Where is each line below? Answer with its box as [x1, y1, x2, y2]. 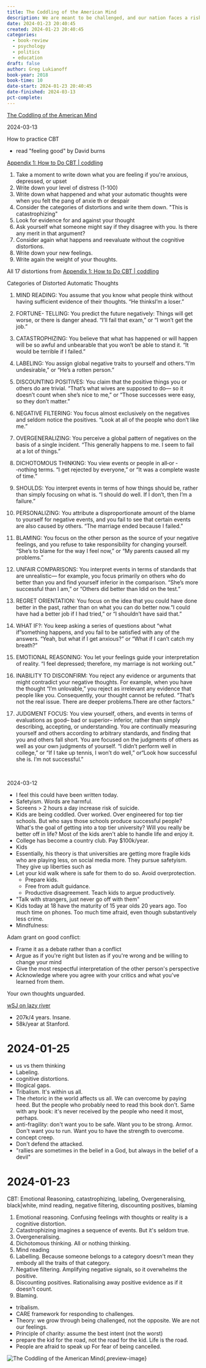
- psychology [12, 44, 46, 50]
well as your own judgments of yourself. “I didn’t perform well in [15, 742, 177, 749]
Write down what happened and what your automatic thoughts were [15, 190, 188, 198]
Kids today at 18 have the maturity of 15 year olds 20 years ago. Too [15, 902, 187, 909]
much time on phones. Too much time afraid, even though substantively [15, 908, 197, 916]
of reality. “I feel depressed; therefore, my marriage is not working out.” [15, 660, 196, 667]
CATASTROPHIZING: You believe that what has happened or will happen [15, 334, 198, 342]
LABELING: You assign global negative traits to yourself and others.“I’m [15, 360, 195, 367]
